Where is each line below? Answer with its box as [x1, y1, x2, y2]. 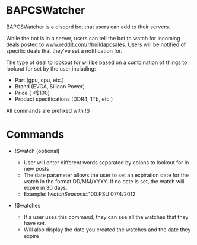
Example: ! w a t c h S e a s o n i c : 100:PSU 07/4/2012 [23, 190, 136, 198]
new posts [23, 165, 49, 172]
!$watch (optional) [14, 147, 60, 154]
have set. [23, 219, 46, 227]
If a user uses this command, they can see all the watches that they [23, 213, 189, 220]
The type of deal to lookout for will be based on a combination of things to [6, 59, 188, 66]
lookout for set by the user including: [6, 65, 96, 72]
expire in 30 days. [23, 184, 68, 191]
